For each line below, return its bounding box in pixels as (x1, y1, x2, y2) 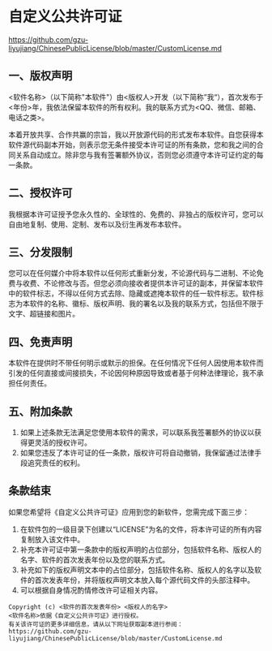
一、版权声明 (8, 69, 73, 83)
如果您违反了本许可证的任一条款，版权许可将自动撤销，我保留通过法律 (19, 448, 255, 457)
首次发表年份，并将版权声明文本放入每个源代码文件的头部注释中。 (34, 575, 255, 584)
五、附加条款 (8, 404, 73, 418)
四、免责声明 (8, 334, 73, 349)
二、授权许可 (8, 186, 73, 200)
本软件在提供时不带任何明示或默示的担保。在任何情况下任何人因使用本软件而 (8, 358, 264, 368)
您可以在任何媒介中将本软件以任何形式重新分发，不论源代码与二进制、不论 (8, 269, 257, 278)
